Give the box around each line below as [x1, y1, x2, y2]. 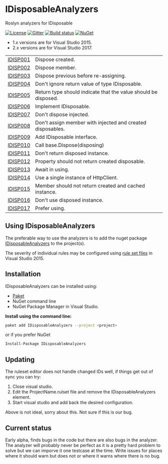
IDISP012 [7, 157, 30, 164]
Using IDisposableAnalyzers [5, 221, 95, 230]
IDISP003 [7, 72, 30, 79]
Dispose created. [34, 56, 75, 63]
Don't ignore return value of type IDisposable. [34, 80, 142, 87]
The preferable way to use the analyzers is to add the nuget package [5, 235, 147, 241]
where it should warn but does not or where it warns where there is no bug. [5, 452, 161, 458]
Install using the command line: [5, 313, 72, 319]
